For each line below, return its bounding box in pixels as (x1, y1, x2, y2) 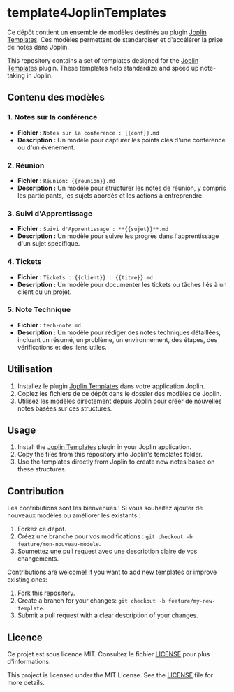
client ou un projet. (17, 288, 72, 296)
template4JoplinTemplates (7, 5, 166, 21)
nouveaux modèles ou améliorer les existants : (7, 511, 141, 520)
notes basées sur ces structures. (17, 404, 112, 413)
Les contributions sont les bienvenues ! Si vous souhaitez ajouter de (7, 504, 203, 513)
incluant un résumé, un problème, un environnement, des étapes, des (17, 335, 218, 344)
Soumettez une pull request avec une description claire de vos (17, 547, 198, 556)
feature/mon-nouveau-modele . (17, 540, 101, 548)
